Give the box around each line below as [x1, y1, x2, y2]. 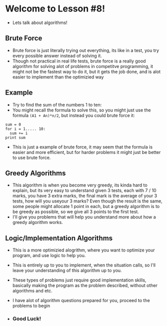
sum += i [9, 130, 28, 135]
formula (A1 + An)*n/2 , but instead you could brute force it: [12, 112, 135, 118]
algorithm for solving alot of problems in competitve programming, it [12, 63, 153, 69]
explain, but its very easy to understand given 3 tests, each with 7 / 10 [12, 187, 156, 193]
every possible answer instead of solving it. [12, 52, 102, 58]
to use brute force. [12, 154, 51, 160]
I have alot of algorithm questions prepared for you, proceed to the [12, 297, 150, 303]
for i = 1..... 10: [5, 126, 46, 131]
